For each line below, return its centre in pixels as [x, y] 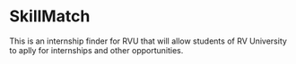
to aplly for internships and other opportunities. [96, 50]
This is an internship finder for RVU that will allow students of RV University [148, 41]
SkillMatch [50, 16]
